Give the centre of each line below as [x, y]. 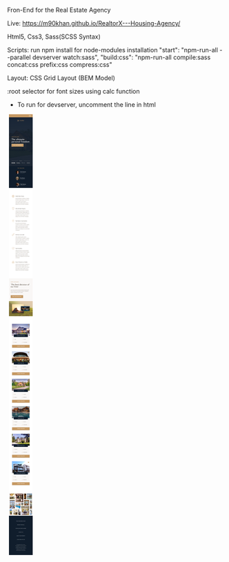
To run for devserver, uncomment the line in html [87, 105]
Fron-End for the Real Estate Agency [59, 10]
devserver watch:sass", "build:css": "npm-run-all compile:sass [121, 57]
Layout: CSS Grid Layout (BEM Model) [61, 78]
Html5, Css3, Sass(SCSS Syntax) [54, 37]
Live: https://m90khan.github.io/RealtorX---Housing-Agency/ [94, 23]
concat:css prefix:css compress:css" [60, 64]
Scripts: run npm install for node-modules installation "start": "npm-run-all [113, 50]
